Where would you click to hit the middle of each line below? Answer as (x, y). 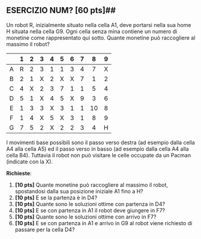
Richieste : (19, 173)
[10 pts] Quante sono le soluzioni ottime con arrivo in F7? (85, 217)
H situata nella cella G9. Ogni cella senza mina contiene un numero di (92, 31)
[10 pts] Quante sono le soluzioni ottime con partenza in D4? (90, 204)
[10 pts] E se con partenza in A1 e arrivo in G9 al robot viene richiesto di (103, 223)
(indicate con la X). (29, 162)
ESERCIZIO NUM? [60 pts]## (61, 11)
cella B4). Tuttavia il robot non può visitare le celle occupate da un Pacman (98, 155)
